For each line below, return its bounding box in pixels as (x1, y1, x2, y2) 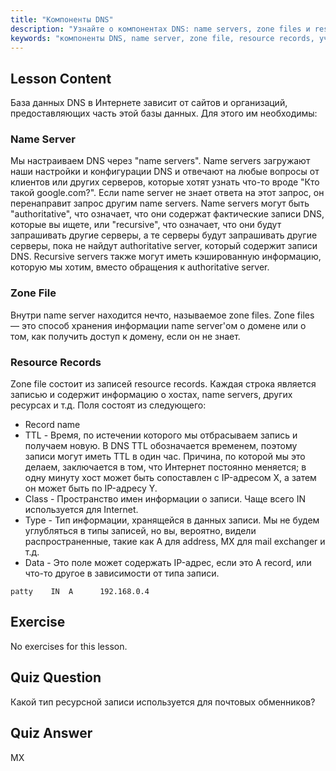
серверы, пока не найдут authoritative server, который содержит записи (10, 240, 318, 252)
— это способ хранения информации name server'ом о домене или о (10, 319, 307, 331)
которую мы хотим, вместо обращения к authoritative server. (10, 261, 270, 273)
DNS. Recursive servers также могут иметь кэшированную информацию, (10, 251, 322, 263)
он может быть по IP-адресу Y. (24, 482, 158, 495)
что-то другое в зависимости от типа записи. (24, 567, 220, 580)
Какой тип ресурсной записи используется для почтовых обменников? (10, 696, 316, 708)
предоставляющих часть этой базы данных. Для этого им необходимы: (10, 107, 318, 120)
